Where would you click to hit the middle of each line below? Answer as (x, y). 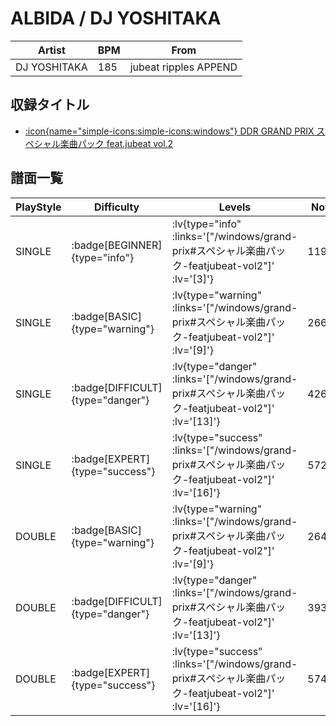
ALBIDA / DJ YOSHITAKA (116, 18)
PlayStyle (38, 207)
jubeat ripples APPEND (183, 67)
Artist (51, 50)
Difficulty (117, 207)
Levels (235, 207)
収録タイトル (50, 105)
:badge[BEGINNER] (117, 245)
